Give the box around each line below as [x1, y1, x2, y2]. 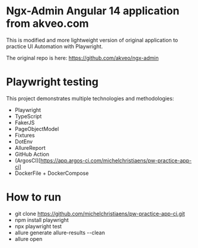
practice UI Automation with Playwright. [6, 43, 103, 50]
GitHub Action [14, 150, 49, 158]
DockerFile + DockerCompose [14, 169, 89, 177]
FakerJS [14, 119, 35, 126]
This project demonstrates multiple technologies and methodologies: [6, 95, 174, 102]
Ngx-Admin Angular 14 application [6, 4, 180, 18]
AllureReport [14, 144, 46, 151]
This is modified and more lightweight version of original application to [6, 36, 178, 43]
